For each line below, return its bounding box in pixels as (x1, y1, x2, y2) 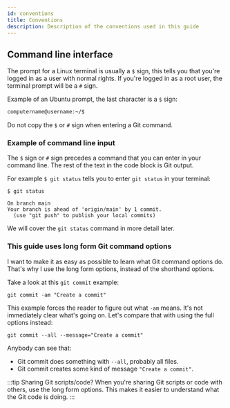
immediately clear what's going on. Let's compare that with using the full (7, 310, 214, 319)
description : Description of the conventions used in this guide (7, 23, 199, 30)
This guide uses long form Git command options (7, 241, 172, 251)
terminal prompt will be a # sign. (7, 82, 98, 90)
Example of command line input (7, 138, 115, 147)
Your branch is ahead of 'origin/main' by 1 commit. (7, 206, 162, 213)
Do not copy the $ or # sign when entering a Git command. (7, 121, 173, 129)
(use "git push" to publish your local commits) (13, 212, 156, 219)
